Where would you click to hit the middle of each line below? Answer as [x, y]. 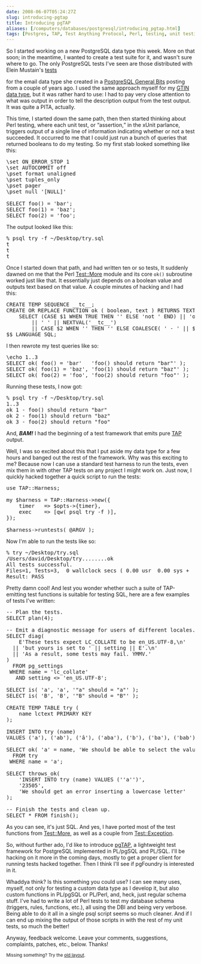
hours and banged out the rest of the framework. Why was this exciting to [97, 457]
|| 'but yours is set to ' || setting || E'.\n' [85, 648]
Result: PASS [25, 577]
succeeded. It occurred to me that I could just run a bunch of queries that [97, 138]
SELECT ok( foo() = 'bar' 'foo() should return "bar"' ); [96, 363]
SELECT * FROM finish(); [42, 816]
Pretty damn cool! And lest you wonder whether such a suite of [84, 588]
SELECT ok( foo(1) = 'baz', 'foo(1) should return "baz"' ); [98, 369]
